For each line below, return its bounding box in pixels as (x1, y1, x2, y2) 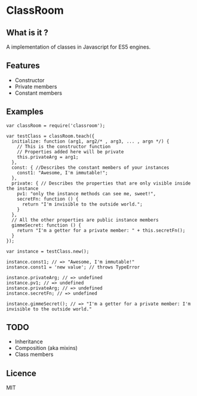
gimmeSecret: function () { (11, 222, 82, 228)
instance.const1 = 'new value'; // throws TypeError (6, 264, 140, 270)
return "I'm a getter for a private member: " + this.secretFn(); (17, 227, 186, 234)
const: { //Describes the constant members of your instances (11, 164, 170, 171)
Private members (14, 83, 57, 90)
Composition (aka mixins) (14, 344, 78, 352)
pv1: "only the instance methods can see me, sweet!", (17, 191, 156, 197)
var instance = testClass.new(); (6, 248, 90, 255)
